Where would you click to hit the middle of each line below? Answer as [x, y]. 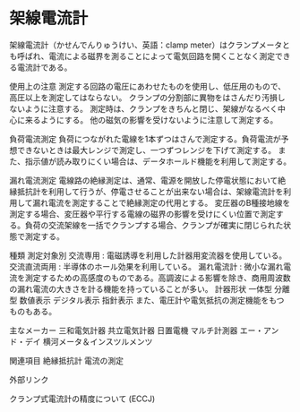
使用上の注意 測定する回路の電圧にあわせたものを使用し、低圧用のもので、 [148, 86]
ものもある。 [33, 311]
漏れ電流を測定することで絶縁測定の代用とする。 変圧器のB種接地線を [162, 202]
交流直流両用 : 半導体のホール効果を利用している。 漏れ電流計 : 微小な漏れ [146, 266]
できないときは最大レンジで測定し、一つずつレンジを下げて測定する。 [146, 150]
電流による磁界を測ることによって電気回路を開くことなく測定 [162, 56]
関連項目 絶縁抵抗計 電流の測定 [66, 360]
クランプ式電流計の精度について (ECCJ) [82, 399]
